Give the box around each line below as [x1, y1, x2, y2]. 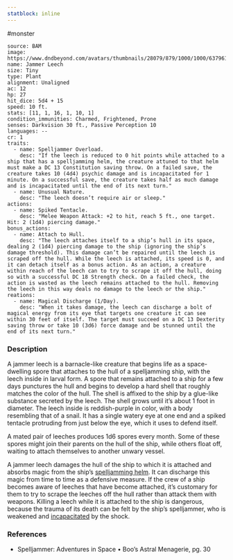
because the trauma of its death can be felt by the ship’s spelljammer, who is [7, 504, 226, 513]
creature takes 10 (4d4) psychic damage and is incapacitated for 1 [7, 170, 209, 177]
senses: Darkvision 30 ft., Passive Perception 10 [7, 121, 157, 128]
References [7, 529, 47, 538]
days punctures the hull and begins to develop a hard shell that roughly [7, 382, 210, 390]
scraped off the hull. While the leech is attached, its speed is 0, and [7, 255, 225, 262]
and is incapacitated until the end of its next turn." [7, 182, 172, 189]
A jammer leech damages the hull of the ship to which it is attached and [7, 460, 212, 468]
